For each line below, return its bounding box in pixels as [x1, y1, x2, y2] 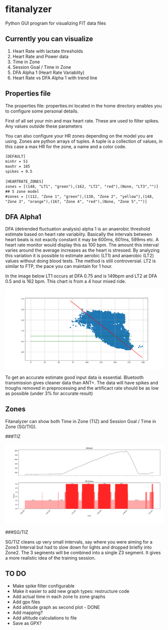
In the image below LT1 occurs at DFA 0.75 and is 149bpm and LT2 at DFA [5, 273, 157, 279]
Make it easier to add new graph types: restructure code [12, 588, 130, 594]
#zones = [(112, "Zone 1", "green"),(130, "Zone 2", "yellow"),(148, [5, 194, 154, 199]
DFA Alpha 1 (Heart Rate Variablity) [12, 69, 85, 75]
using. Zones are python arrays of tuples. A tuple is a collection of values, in [5, 138, 162, 144]
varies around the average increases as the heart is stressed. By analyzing [5, 247, 160, 253]
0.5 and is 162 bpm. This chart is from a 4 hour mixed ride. [5, 278, 127, 284]
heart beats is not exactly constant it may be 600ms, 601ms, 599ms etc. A [5, 237, 159, 243]
